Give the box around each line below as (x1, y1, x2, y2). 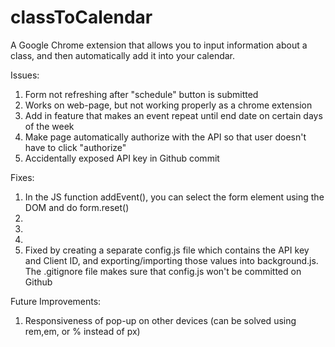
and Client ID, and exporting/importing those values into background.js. (24, 254, 319, 266)
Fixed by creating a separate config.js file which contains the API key (24, 244, 310, 256)
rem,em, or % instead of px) (24, 325, 141, 337)
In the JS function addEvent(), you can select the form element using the (24, 191, 325, 203)
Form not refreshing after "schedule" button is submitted (24, 88, 259, 100)
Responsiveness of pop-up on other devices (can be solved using (24, 314, 297, 326)
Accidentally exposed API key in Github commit (24, 152, 220, 164)
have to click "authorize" (24, 141, 127, 153)
